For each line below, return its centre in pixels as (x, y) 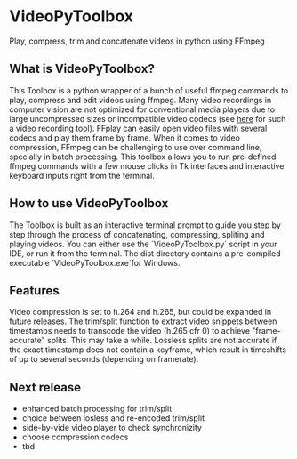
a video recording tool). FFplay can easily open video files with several (138, 128)
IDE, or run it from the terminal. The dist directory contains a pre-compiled (145, 253)
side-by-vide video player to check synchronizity (112, 428)
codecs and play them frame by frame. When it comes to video (124, 137)
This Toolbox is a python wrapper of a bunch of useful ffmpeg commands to (149, 90)
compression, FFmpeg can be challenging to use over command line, (136, 147)
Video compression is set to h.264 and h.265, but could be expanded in (140, 312)
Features (34, 290)
